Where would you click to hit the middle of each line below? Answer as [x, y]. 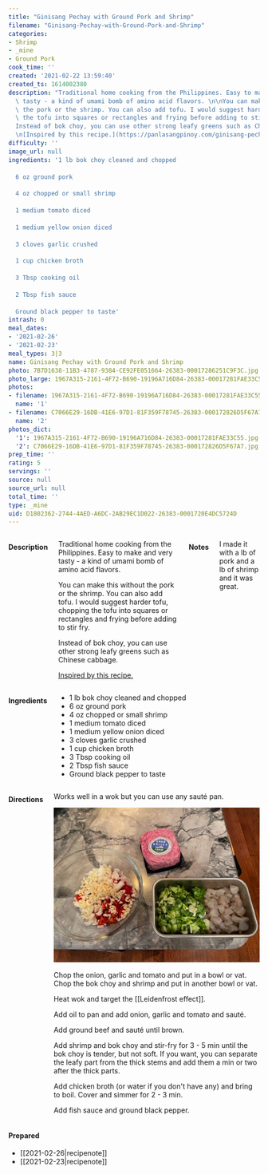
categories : [28, 34]
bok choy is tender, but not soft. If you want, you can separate [155, 1054]
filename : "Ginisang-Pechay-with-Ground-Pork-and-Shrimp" [106, 25]
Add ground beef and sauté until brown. [119, 1030]
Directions [26, 799]
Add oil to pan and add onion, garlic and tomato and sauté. [150, 1014]
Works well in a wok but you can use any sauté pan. [138, 797]
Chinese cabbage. [88, 660]
